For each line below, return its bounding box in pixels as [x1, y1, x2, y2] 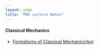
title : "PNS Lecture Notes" [5, 12, 64, 17]
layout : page [5, 7, 33, 12]
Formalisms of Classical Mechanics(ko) [12, 38, 94, 44]
